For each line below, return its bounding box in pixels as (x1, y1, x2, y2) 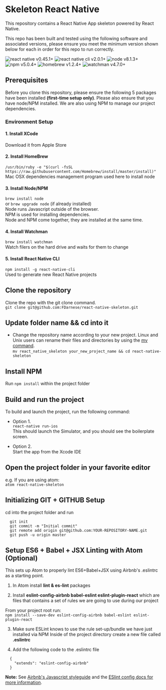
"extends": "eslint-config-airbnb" (14, 661, 89, 666)
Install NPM (5, 367, 42, 376)
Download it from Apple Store (5, 142, 67, 148)
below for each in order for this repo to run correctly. (5, 46, 115, 52)
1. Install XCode (5, 130, 39, 137)
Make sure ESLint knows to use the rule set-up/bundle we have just (12, 626, 152, 632)
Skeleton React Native (5, 4, 100, 15)
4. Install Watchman (5, 228, 48, 235)
